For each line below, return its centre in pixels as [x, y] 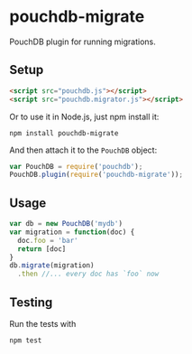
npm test [26, 340]
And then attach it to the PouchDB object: [83, 150]
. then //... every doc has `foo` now [88, 274]
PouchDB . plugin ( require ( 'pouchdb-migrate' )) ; [96, 175]
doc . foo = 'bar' [48, 240]
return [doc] [42, 249]
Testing [31, 302]
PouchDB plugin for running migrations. [82, 42]
